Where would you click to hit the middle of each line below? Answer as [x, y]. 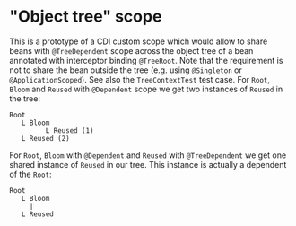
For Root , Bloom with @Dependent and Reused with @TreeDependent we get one [148, 155]
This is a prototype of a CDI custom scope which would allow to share [139, 41]
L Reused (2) [45, 138]
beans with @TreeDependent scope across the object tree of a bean [131, 50]
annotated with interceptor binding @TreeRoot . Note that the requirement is [146, 60]
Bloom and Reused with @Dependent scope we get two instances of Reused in [146, 89]
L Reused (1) [70, 130]
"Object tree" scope [86, 17]
